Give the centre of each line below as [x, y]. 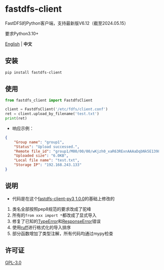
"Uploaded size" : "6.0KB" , [41, 156]
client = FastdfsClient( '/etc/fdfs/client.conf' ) [57, 109]
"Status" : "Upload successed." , [47, 147]
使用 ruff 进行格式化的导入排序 [41, 227]
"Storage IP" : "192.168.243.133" [48, 165]
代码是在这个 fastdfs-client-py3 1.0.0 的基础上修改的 [63, 199]
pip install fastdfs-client [34, 72]
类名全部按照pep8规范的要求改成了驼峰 [51, 209]
